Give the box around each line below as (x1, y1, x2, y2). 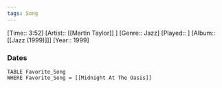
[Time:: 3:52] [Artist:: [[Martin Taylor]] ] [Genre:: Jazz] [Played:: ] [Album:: (7, 29, 216, 37)
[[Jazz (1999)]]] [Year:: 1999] (7, 35, 89, 44)
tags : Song (7, 10, 38, 17)
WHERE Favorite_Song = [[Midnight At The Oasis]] (7, 74, 153, 81)
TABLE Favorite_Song (7, 68, 67, 75)
